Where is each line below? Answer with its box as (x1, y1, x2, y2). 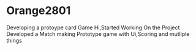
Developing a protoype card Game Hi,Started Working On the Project (6, 24, 180, 31)
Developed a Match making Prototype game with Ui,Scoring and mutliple (6, 30, 190, 37)
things (6, 37, 23, 44)
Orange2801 (6, 4, 71, 18)
